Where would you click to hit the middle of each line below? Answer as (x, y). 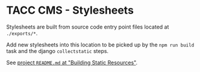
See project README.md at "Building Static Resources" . (72, 62)
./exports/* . (22, 33)
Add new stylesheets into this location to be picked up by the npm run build (100, 45)
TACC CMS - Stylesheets (70, 10)
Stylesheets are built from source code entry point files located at (88, 27)
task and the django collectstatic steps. (58, 51)
